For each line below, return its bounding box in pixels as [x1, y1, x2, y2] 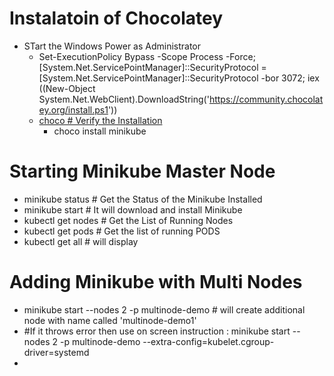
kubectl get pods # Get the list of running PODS [23, 225, 221, 237]
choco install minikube [53, 125, 147, 137]
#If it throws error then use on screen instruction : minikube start [23, 325, 291, 337]
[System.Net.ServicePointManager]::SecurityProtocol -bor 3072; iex [38, 72, 320, 84]
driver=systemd [23, 346, 90, 358]
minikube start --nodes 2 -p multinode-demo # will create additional [23, 303, 306, 316]
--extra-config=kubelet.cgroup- [142, 335, 275, 347]
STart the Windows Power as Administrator [23, 40, 202, 52]
